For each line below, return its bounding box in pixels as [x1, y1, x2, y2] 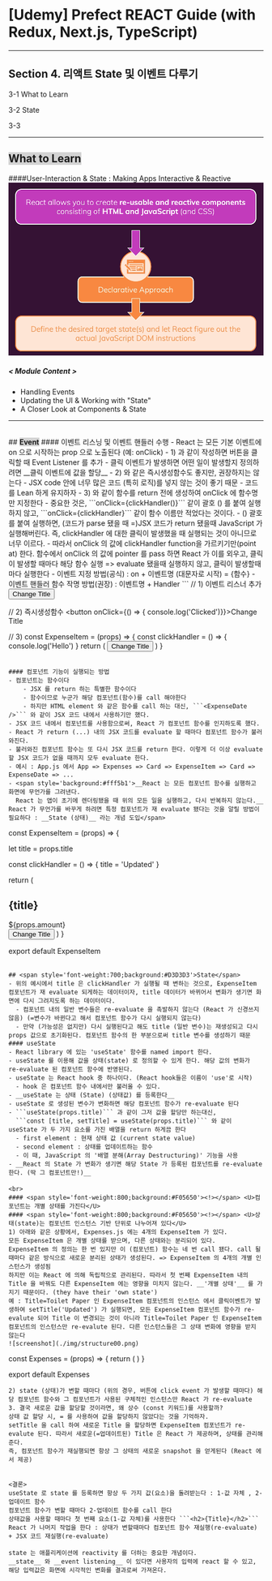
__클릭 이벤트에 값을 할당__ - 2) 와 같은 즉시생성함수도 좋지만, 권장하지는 [23, 467, 252, 477]
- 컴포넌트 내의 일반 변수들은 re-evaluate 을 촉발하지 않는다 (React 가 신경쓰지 [15, 1006, 260, 1014]
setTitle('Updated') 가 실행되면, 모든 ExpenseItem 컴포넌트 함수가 [28, 1306, 241, 1314]
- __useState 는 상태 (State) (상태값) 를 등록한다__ [8, 1091, 175, 1100]
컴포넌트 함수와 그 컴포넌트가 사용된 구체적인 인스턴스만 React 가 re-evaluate [17, 1395, 253, 1404]
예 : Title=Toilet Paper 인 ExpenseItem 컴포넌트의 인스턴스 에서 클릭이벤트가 [8, 1297, 252, 1305]
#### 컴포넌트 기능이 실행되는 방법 [8, 668, 110, 676]
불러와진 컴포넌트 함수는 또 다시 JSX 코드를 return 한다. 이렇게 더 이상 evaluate [15, 745, 263, 754]
